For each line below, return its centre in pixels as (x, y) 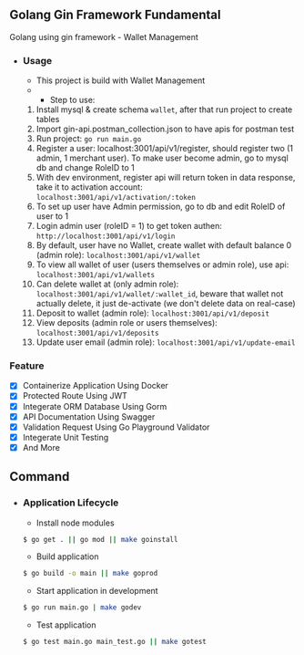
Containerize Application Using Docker (95, 386)
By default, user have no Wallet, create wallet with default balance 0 (164, 245)
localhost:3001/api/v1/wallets (96, 276)
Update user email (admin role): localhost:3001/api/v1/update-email (166, 342)
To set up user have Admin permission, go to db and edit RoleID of (161, 207)
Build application (67, 556)
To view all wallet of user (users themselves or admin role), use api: (162, 265)
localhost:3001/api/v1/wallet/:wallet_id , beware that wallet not (160, 294)
